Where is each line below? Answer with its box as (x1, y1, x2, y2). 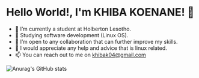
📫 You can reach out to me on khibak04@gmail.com (14, 51, 146, 58)
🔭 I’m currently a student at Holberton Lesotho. (14, 25, 131, 32)
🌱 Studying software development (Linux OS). (14, 31, 129, 38)
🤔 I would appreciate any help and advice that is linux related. (14, 44, 167, 52)
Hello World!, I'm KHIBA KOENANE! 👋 (6, 5, 195, 19)
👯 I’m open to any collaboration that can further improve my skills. (14, 38, 179, 45)
